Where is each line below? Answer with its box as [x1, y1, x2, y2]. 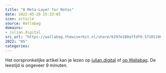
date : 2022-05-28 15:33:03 [5, 12, 61, 17]
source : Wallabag [5, 21, 41, 26]
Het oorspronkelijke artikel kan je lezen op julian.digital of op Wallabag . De [5, 57, 156, 63]
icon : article [5, 16, 35, 21]
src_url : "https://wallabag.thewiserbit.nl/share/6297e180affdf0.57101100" [5, 35, 165, 40]
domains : [5, 25, 23, 30]
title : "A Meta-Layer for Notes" [5, 7, 74, 12]
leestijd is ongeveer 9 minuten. [5, 62, 68, 68]
